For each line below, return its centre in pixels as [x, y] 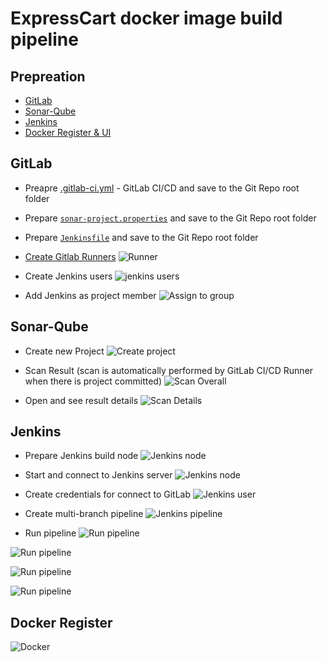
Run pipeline [50, 533]
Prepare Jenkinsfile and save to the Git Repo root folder [141, 237]
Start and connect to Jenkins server [98, 475]
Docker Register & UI [68, 132]
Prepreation [48, 76]
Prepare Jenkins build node [81, 456]
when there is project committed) [93, 381]
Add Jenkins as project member [90, 295]
